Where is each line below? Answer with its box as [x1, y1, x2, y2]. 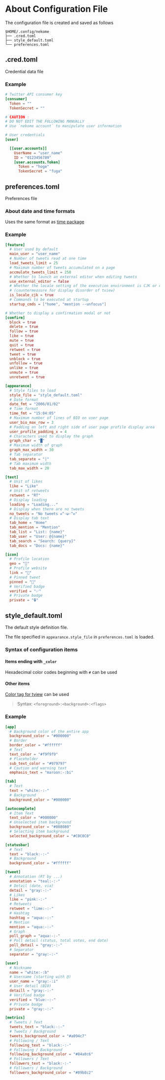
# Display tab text [9, 516, 50, 521]
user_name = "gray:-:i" [9, 979, 58, 984]
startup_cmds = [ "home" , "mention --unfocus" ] [9, 301, 107, 307]
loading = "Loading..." [9, 502, 58, 507]
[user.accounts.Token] [14, 160, 60, 165]
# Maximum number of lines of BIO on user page [9, 415, 109, 421]
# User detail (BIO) [9, 984, 52, 989]
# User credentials [5, 133, 45, 138]
